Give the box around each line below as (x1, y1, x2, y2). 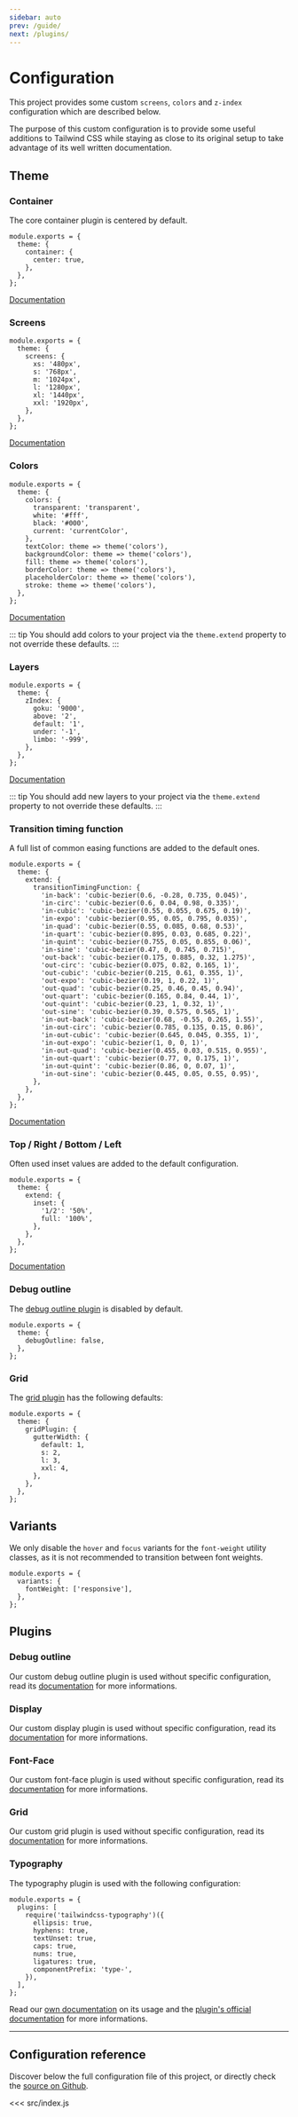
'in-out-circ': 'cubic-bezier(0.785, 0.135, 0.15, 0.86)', (41, 1023, 264, 1032)
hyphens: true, (32, 1926, 90, 1935)
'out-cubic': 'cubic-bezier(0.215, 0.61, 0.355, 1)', (41, 969, 244, 978)
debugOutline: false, (25, 1336, 105, 1345)
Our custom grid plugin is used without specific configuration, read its (9, 1826, 264, 1837)
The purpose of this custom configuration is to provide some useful (9, 123, 255, 134)
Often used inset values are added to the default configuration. (9, 1159, 239, 1169)
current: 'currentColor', (32, 526, 129, 535)
